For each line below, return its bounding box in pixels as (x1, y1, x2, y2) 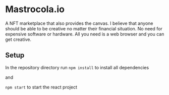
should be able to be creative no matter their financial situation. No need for (5, 25, 162, 31)
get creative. (5, 36, 32, 42)
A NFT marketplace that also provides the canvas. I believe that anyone (5, 20, 153, 26)
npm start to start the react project (5, 84, 77, 90)
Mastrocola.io (5, 4, 65, 15)
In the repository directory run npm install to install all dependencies (5, 64, 149, 70)
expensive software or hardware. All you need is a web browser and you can (5, 31, 164, 37)
